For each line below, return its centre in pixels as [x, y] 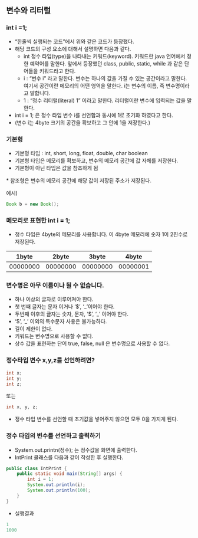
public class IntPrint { [37, 468]
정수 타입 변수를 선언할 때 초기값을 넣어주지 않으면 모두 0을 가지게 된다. [96, 419]
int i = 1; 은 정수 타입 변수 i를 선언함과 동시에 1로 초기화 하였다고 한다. [94, 115]
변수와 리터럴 [29, 11]
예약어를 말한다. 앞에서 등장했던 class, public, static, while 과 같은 [106, 63]
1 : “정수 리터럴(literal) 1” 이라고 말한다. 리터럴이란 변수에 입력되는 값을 [104, 100]
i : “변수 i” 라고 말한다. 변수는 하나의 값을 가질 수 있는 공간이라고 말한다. [105, 78]
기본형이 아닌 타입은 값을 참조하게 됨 [56, 168]
